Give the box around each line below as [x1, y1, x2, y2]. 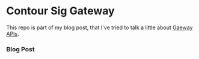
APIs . [6, 30, 19, 37]
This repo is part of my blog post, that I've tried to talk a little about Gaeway [6, 24, 193, 31]
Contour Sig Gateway [6, 4, 115, 18]
